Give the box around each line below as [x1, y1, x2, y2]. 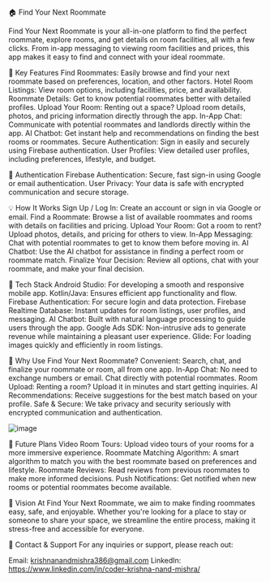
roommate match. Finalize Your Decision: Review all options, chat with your [8, 255, 259, 265]
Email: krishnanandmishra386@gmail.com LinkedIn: [8, 556, 182, 565]
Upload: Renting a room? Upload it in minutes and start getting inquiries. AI [8, 382, 258, 391]
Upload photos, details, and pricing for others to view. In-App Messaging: [8, 229, 254, 239]
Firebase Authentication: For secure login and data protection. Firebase [8, 297, 246, 306]
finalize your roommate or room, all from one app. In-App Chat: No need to [8, 365, 258, 374]
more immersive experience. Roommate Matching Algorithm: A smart [8, 448, 239, 458]
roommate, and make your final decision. [8, 264, 145, 273]
